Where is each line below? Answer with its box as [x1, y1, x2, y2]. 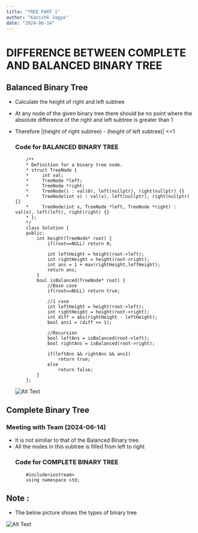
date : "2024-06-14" [6, 20, 55, 26]
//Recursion [47, 330, 77, 336]
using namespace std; [26, 477, 80, 483]
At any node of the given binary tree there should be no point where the [14, 110, 193, 117]
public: [26, 230, 45, 236]
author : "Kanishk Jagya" [6, 14, 68, 20]
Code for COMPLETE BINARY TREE [14, 458, 119, 466]
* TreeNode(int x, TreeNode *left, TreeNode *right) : [26, 203, 177, 210]
